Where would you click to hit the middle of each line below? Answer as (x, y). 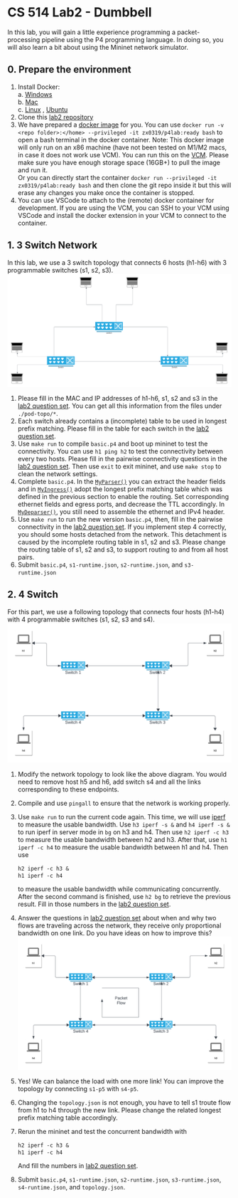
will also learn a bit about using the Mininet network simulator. (98, 47)
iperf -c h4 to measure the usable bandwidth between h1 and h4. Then (123, 847)
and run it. (33, 170)
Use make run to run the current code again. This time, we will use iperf (121, 816)
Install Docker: (39, 87)
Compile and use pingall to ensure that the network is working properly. (124, 803)
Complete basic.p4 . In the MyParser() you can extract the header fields (121, 482)
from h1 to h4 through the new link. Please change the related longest (119, 1110)
